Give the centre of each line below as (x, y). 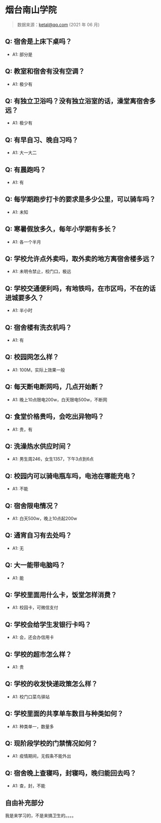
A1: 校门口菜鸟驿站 (31, 697)
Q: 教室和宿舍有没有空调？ (45, 71)
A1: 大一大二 (24, 153)
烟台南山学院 (31, 10)
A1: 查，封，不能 (29, 786)
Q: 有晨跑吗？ (26, 170)
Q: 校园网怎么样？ (32, 357)
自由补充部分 (25, 803)
